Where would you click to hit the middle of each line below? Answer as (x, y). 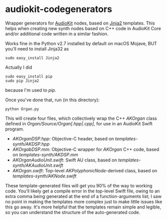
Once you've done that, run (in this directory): (52, 100)
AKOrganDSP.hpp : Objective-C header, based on (63, 138)
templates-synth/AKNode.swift (44, 176)
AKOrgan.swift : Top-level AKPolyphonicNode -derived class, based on (85, 170)
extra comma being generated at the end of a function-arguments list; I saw (83, 196)
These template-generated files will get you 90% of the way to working (79, 185)
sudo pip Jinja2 (22, 81)
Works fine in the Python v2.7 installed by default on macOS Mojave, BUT (81, 43)
